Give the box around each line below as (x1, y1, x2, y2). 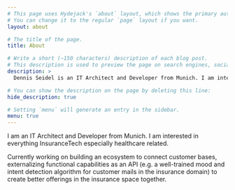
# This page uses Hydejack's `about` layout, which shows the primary (7, 10, 218, 17)
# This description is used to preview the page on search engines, (7, 61, 211, 68)
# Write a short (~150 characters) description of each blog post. (7, 55, 208, 62)
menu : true (7, 112, 39, 119)
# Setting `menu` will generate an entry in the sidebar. (7, 106, 180, 113)
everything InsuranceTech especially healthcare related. (7, 139, 169, 147)
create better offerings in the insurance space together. (7, 175, 167, 184)
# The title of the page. (7, 36, 83, 43)
